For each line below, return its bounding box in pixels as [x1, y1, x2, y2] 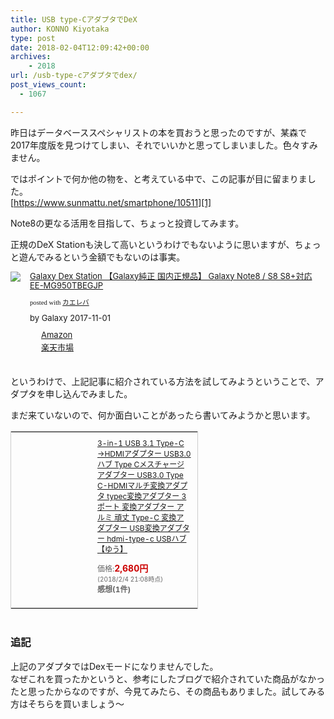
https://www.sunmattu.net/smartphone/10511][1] [13, 196, 212, 208]
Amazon [41, 329, 73, 341]
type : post [10, 33, 56, 43]
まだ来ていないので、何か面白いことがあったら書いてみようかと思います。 [10, 409, 316, 421]
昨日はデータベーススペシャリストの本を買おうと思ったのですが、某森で [10, 126, 308, 138]
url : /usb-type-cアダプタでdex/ [10, 71, 138, 81]
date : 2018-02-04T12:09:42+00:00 [10, 42, 150, 53]
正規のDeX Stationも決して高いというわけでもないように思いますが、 [10, 238, 295, 250]
